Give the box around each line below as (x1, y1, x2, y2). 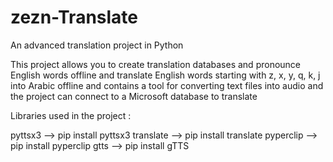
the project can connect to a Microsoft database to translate (10, 90, 258, 102)
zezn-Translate (10, 6, 139, 29)
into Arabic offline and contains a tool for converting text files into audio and (10, 79, 324, 91)
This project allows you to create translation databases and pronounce (10, 58, 302, 70)
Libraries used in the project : (10, 109, 132, 121)
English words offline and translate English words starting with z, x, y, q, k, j (10, 69, 321, 81)
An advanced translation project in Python (10, 39, 184, 51)
